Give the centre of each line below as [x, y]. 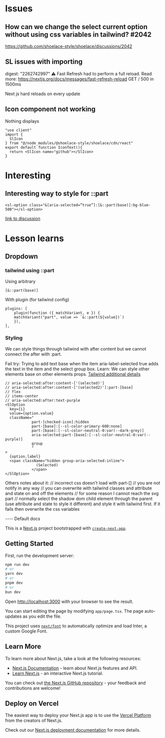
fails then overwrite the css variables [42, 509]
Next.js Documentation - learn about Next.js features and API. [75, 668]
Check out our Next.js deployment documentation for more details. [73, 730]
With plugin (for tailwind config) [37, 299]
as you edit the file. [42, 616]
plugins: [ [16, 309]
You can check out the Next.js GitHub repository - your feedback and [76, 683]
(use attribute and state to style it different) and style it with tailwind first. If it [83, 504]
